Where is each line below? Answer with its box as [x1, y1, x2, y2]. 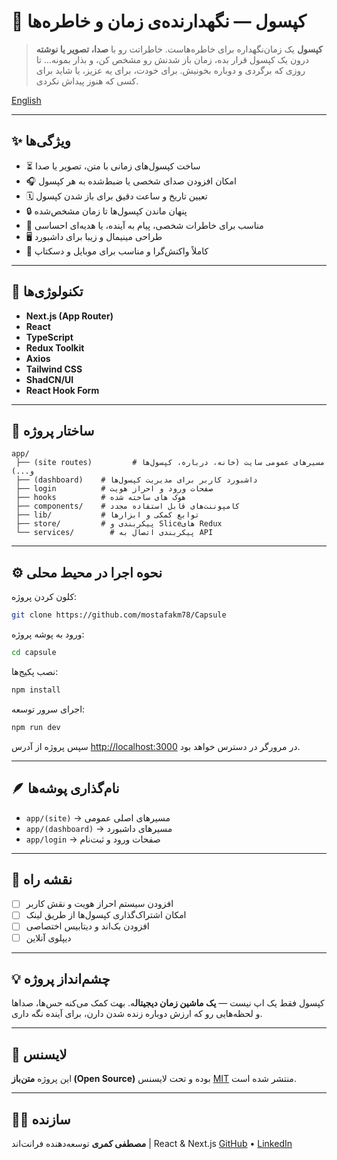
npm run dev [11, 722, 61, 732]
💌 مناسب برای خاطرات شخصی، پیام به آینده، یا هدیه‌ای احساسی [25, 219, 264, 231]
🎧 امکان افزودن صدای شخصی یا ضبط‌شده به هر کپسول [25, 175, 237, 187]
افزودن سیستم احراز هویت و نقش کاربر [25, 898, 174, 910]
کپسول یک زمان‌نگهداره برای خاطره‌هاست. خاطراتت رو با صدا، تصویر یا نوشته [35, 43, 323, 55]
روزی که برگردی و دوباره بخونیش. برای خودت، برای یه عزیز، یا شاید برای [35, 64, 306, 76]
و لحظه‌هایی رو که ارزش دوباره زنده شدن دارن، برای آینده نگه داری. [11, 1008, 263, 1020]
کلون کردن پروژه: [11, 591, 78, 603]
